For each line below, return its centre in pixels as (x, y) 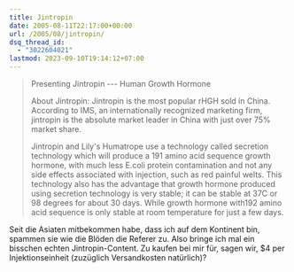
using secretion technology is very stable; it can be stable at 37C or (154, 193)
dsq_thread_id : (37, 42)
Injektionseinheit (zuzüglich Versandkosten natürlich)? (108, 257)
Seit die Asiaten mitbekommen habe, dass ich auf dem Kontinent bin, (135, 229)
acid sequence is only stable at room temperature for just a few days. (157, 212)
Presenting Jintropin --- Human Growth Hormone (120, 84)
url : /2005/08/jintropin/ (57, 34)
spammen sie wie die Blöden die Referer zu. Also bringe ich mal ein (132, 239)
